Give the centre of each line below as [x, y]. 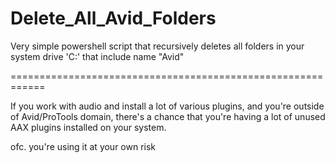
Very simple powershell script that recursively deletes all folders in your [157, 46]
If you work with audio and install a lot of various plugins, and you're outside [167, 106]
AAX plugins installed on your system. [88, 127]
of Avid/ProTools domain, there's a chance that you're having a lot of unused [168, 116]
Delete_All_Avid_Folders [113, 18]
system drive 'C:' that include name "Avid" [97, 56]
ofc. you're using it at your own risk [83, 146]
